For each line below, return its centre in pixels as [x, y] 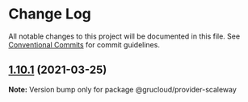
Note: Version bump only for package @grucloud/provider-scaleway [122, 89]
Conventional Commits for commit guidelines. [84, 44]
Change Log [50, 14]
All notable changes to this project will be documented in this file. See [124, 36]
